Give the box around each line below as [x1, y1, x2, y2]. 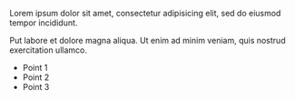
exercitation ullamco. [9, 45, 88, 55]
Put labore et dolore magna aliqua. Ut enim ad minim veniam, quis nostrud [9, 35, 286, 45]
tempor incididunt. [9, 17, 78, 28]
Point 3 [22, 82, 50, 92]
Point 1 [22, 63, 48, 73]
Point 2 [22, 72, 50, 83]
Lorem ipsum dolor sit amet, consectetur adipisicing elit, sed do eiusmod [9, 8, 281, 18]
